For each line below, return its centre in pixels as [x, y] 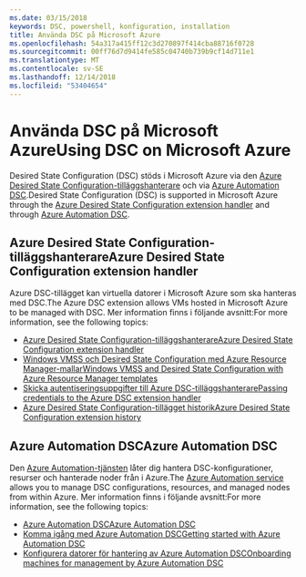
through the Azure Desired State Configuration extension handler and [140, 204]
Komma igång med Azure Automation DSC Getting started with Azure [151, 534]
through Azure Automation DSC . [70, 214]
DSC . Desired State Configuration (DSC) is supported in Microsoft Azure [144, 195]
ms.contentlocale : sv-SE [56, 69]
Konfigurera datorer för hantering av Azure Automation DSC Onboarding [157, 553]
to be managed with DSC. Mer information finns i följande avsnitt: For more [149, 313]
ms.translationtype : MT [55, 60]
